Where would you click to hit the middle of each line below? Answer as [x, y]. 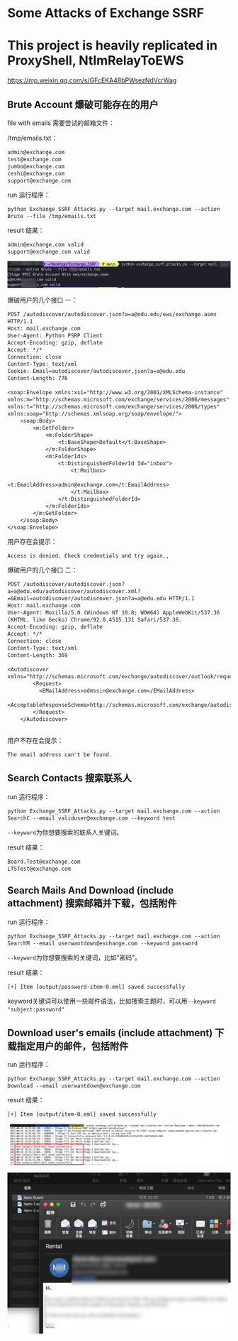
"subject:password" [36, 1009]
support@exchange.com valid [49, 251]
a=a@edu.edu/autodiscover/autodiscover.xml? [74, 592]
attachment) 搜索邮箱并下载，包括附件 [92, 903]
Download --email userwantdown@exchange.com [74, 1086]
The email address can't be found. [60, 755]
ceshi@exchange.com [36, 173]
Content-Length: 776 [38, 379]
